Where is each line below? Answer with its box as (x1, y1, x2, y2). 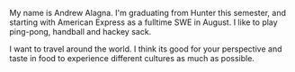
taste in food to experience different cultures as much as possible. (9, 53, 255, 63)
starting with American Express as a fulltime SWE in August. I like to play (9, 17, 278, 28)
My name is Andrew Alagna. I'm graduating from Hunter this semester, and (9, 8, 286, 18)
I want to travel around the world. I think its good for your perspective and (9, 44, 282, 54)
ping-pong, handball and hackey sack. (9, 27, 152, 36)
